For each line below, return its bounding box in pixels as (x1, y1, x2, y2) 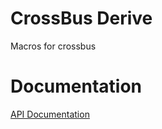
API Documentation (10, 108, 90, 120)
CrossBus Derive (10, 7, 153, 30)
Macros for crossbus (10, 40, 97, 52)
